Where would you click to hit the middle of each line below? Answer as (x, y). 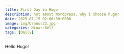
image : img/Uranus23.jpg (30, 23)
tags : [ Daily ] (20, 32)
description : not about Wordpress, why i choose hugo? (62, 14)
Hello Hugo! (17, 46)
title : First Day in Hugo (31, 10)
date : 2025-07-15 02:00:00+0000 (38, 19)
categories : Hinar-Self (29, 28)
